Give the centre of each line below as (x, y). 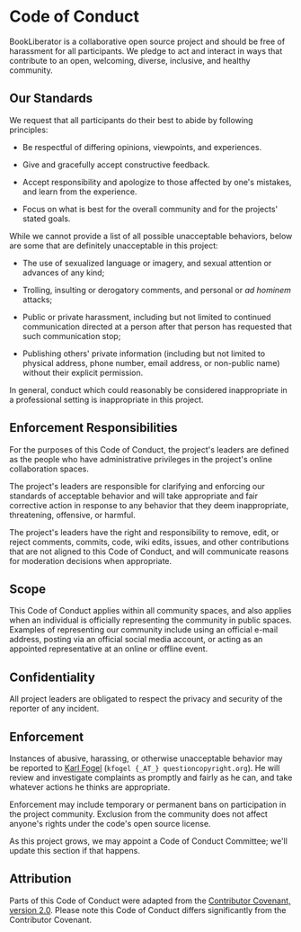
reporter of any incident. (54, 709)
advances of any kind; (63, 273)
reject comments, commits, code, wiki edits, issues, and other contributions (149, 542)
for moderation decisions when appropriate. (91, 560)
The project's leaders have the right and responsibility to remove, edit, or (144, 532)
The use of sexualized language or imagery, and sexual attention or (147, 263)
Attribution (40, 879)
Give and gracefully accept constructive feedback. (116, 165)
